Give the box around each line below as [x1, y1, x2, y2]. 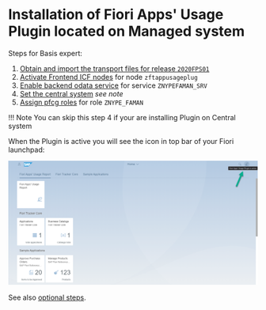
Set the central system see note [19, 89, 123, 98]
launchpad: [8, 145, 45, 154]
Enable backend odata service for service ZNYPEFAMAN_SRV [19, 81, 207, 90]
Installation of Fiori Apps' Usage [8, 6, 224, 24]
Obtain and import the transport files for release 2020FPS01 [19, 63, 210, 73]
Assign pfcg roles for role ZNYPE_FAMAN [19, 97, 144, 107]
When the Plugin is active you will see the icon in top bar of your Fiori [8, 136, 234, 146]
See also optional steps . [8, 293, 87, 302]
